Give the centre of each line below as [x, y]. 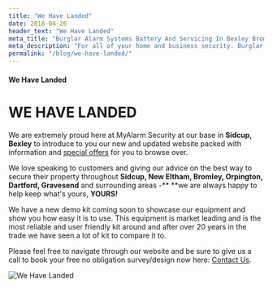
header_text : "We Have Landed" [61, 31]
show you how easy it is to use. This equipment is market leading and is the [135, 218]
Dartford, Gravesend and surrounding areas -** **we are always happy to [133, 185]
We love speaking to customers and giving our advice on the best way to [130, 168]
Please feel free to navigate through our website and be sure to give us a [130, 251]
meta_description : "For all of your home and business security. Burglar [136, 46]
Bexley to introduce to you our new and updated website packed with [125, 144]
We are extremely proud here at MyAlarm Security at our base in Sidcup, [130, 135]
